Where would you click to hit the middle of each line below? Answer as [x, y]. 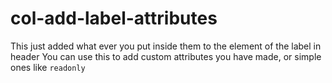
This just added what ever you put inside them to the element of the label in [166, 46]
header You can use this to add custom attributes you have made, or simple [166, 56]
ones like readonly [48, 67]
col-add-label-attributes [114, 18]
